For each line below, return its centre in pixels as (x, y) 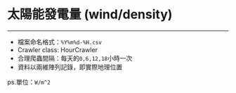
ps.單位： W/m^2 (29, 82)
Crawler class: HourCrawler (58, 49)
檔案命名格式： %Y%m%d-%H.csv (59, 42)
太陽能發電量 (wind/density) (90, 14)
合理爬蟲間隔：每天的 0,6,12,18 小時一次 (75, 58)
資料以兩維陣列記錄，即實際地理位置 (70, 67)
